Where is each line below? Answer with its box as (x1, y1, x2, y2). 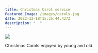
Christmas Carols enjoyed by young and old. (5, 43, 94, 49)
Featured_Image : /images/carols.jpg (5, 12, 79, 16)
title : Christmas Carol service (5, 7, 70, 12)
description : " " (5, 20, 42, 26)
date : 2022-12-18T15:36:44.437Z (5, 16, 70, 21)
